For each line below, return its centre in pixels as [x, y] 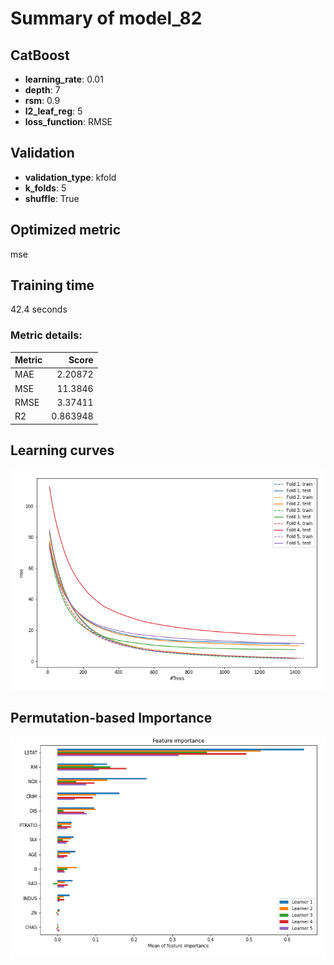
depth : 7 [42, 90]
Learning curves [62, 450]
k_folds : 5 [45, 188]
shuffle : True [52, 198]
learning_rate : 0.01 [64, 79]
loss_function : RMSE [68, 121]
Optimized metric [66, 230]
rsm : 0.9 [42, 100]
